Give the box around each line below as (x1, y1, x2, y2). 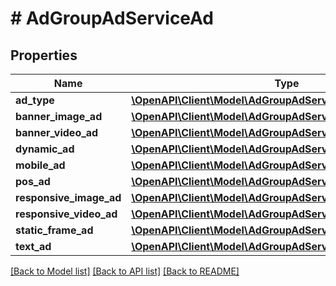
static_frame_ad (15, 223, 94, 237)
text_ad (15, 240, 52, 253)
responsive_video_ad (15, 207, 118, 221)
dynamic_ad (15, 142, 75, 156)
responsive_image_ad (15, 191, 122, 204)
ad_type (15, 93, 55, 107)
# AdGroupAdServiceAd (10, 7, 215, 30)
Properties (10, 47, 78, 64)
